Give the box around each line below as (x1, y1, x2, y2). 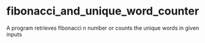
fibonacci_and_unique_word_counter (6, 4, 199, 18)
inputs (6, 30, 23, 38)
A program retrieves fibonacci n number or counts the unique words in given (6, 24, 199, 31)
